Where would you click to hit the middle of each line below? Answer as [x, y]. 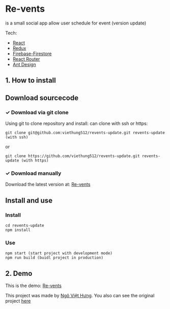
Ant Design [24, 64]
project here [18, 301]
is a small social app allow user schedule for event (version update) [76, 23]
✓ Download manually [33, 173]
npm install [18, 230]
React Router [26, 59]
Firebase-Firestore [32, 54]
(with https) [35, 161]
